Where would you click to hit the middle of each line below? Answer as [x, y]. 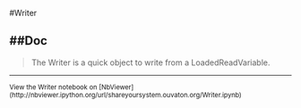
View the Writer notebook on [53, 87]
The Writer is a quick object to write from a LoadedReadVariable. [150, 62]
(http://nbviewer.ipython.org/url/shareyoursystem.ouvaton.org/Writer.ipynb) [125, 95]
